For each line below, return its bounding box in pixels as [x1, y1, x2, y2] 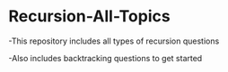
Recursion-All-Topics [8, 6, 171, 27]
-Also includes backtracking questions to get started [8, 52, 203, 63]
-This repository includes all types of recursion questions [8, 36, 220, 46]
